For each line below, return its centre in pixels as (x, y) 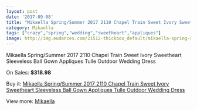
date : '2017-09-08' (30, 17)
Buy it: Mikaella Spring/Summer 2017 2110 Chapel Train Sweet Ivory (88, 84)
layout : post (22, 11)
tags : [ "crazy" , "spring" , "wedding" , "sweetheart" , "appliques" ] (84, 33)
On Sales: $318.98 (29, 72)
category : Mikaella (30, 28)
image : (14, 38)
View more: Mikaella (30, 101)
